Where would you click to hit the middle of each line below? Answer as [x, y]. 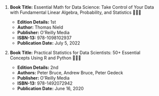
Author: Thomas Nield [40, 27]
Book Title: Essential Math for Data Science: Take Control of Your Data [82, 7]
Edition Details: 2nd [38, 67]
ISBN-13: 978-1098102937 [44, 38]
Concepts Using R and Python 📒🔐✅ [45, 58]
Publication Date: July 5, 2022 [49, 43]
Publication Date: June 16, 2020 [51, 88]
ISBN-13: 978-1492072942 [45, 83]
